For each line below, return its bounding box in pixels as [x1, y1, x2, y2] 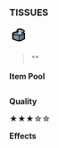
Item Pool [9, 71, 46, 82]
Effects [9, 131, 38, 142]
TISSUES [9, 6, 49, 19]
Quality [9, 96, 38, 107]
